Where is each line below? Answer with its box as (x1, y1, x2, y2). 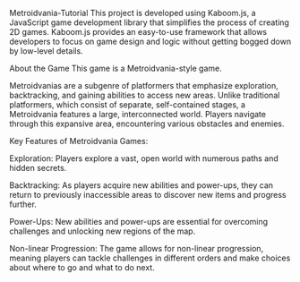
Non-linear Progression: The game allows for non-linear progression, (9, 244, 264, 253)
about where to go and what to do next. (9, 262, 155, 272)
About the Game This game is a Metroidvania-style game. (9, 63, 222, 73)
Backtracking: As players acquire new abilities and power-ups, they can (9, 180, 274, 191)
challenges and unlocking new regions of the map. (9, 226, 196, 236)
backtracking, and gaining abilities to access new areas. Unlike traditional (9, 90, 280, 100)
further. (9, 199, 38, 209)
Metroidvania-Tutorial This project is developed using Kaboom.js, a (9, 8, 257, 18)
